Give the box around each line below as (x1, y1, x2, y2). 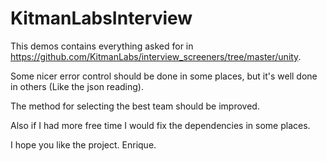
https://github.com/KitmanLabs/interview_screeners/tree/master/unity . (10, 50, 302, 62)
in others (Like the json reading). (10, 80, 144, 92)
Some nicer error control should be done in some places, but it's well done (10, 70, 318, 82)
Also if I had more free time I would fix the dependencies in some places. (10, 119, 311, 131)
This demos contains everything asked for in (10, 40, 194, 52)
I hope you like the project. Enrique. (10, 138, 157, 151)
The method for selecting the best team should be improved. (10, 100, 260, 112)
